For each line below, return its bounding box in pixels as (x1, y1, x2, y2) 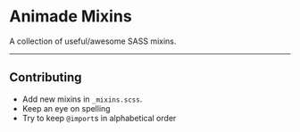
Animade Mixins (9, 6, 132, 27)
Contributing (9, 70, 82, 86)
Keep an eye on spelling (21, 103, 111, 113)
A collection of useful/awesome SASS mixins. (9, 36, 177, 46)
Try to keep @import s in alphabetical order (21, 112, 177, 123)
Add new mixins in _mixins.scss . (21, 94, 143, 104)
